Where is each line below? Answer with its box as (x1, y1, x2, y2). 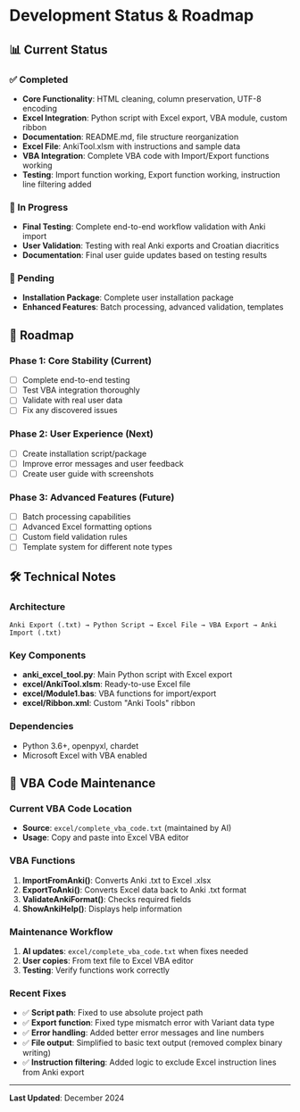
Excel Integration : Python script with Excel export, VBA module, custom (21, 112, 287, 123)
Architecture (9, 600, 66, 612)
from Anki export (21, 1067, 85, 1078)
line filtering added (21, 178, 92, 189)
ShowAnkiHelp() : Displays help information (21, 903, 183, 914)
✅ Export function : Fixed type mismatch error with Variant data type (21, 1017, 275, 1028)
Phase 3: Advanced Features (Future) (9, 491, 175, 503)
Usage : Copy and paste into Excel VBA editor (21, 832, 189, 843)
